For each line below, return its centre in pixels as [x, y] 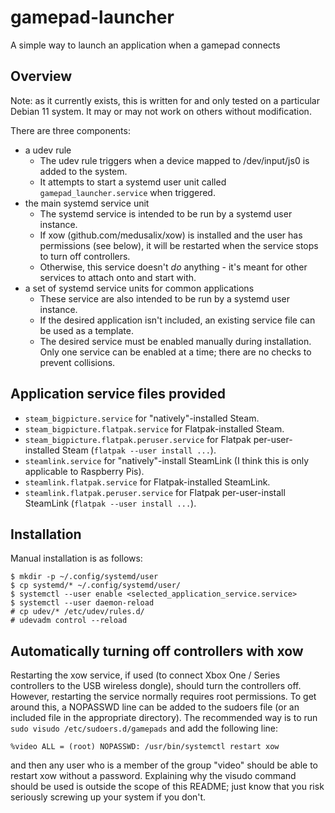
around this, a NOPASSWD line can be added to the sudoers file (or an [155, 707]
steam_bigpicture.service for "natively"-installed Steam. [142, 418]
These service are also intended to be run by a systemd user [164, 298]
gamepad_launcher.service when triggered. [127, 192]
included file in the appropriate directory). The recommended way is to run [164, 718]
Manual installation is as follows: [76, 558]
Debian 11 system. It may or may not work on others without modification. [161, 111]
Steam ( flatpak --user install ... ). [139, 450]
